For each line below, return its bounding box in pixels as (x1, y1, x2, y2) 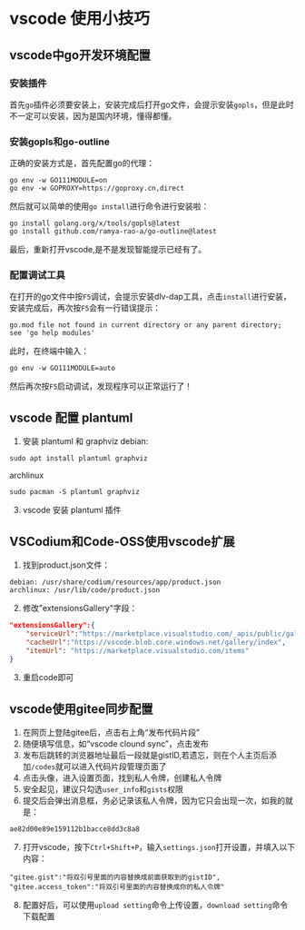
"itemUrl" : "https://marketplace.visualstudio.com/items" (25, 646, 250, 655)
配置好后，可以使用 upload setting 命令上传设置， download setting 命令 (22, 900, 289, 911)
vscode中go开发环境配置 (9, 47, 152, 63)
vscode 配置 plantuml (9, 410, 133, 425)
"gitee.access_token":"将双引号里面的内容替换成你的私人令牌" (9, 883, 225, 892)
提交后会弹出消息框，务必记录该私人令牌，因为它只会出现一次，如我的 (22, 796, 286, 806)
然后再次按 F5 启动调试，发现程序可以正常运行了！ (9, 381, 193, 391)
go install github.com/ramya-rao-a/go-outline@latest (9, 227, 218, 236)
